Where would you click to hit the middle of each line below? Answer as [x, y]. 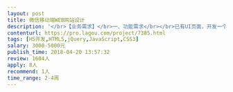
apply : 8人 [23, 65]
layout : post [26, 13]
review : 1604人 [28, 59]
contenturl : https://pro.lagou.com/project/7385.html [87, 33]
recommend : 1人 [28, 71]
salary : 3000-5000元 [36, 46]
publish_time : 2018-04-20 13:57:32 [59, 53]
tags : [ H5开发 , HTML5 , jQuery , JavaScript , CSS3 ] [73, 39]
